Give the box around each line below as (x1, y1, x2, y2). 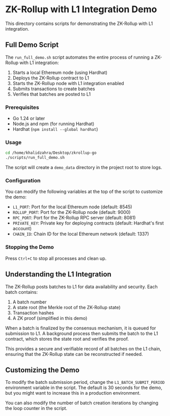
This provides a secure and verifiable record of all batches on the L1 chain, (5, 345, 161, 352)
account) (12, 226, 32, 232)
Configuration (5, 177, 41, 184)
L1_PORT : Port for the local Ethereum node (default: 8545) (12, 204, 132, 210)
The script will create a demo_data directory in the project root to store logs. (5, 164, 162, 171)
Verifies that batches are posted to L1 (12, 91, 91, 97)
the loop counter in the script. (5, 405, 68, 411)
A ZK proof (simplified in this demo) (12, 315, 88, 321)
